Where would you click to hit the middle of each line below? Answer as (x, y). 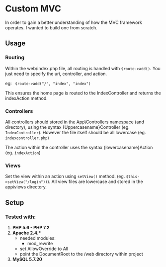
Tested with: (21, 217)
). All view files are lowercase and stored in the (95, 181)
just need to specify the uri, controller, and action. (56, 74)
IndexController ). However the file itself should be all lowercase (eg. (76, 132)
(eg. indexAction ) (23, 153)
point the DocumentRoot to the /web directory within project (81, 254)
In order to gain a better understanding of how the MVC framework (74, 22)
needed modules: (38, 238)
